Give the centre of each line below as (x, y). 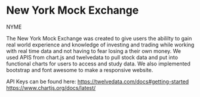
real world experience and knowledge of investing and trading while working (100, 45)
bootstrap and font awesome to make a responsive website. (80, 70)
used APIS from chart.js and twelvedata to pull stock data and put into (92, 57)
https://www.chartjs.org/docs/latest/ (51, 87)
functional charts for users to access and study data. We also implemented (99, 64)
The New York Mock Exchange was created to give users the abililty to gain (99, 38)
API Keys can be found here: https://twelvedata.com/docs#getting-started (98, 82)
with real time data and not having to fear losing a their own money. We (93, 51)
